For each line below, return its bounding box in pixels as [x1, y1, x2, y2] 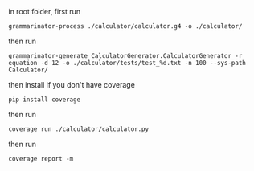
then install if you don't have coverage [8, 80, 135, 89]
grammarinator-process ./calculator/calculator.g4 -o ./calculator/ [8, 22, 243, 31]
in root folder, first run [8, 7, 81, 16]
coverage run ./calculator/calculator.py [8, 125, 150, 133]
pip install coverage [8, 96, 81, 104]
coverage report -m [8, 155, 74, 163]
